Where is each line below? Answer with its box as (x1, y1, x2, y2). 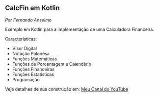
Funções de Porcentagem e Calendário (12, 61, 92, 67)
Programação (12, 76, 40, 82)
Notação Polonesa (12, 50, 50, 56)
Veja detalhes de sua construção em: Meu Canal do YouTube (5, 86, 129, 92)
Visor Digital (12, 45, 37, 51)
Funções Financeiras (12, 66, 55, 72)
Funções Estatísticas (12, 71, 54, 77)
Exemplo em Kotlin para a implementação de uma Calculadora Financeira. (5, 26, 155, 32)
